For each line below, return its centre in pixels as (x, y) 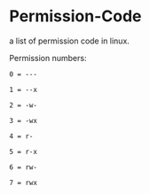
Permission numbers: (48, 58)
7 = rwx (24, 182)
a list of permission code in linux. (70, 41)
